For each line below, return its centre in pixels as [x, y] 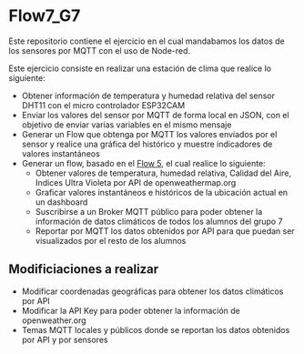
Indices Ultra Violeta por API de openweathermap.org [136, 182]
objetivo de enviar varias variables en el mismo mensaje [127, 125]
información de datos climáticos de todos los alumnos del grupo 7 [159, 221]
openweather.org [54, 320]
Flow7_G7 [45, 16]
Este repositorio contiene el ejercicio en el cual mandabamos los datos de [147, 41]
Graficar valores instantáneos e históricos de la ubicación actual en [162, 192]
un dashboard [61, 202]
